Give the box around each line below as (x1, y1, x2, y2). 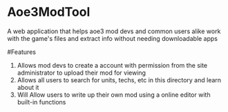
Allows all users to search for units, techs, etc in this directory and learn (17, 75, 222, 84)
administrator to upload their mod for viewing (17, 68, 146, 77)
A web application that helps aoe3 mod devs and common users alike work (7, 27, 221, 35)
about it (17, 83, 39, 91)
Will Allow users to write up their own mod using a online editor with (17, 91, 211, 99)
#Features (7, 48, 37, 56)
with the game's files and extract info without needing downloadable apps (7, 34, 218, 42)
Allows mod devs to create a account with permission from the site (17, 61, 208, 69)
